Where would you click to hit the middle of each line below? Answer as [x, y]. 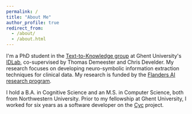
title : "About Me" [29, 17]
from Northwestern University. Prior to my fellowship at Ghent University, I [96, 99]
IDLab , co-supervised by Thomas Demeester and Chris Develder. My [90, 62]
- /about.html [29, 39]
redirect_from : [25, 28]
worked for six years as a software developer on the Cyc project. [85, 105]
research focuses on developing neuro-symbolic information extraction [93, 68]
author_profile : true [33, 22]
